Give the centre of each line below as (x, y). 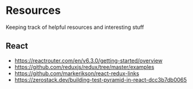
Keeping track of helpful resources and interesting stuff (75, 27)
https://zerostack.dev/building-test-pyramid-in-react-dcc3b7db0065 (101, 79)
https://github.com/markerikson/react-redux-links (77, 73)
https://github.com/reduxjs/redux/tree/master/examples (84, 67)
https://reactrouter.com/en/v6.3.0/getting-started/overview (88, 60)
